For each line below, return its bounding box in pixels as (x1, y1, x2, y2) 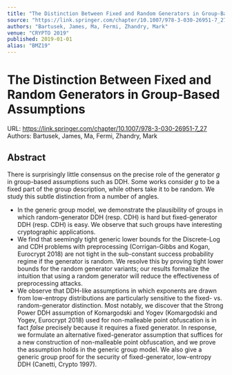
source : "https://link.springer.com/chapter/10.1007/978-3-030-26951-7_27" (7, 17, 230, 24)
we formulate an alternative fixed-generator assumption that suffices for (17, 330, 223, 339)
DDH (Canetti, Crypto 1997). (17, 360, 97, 368)
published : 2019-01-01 (7, 36, 72, 43)
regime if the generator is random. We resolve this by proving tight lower (17, 257, 224, 265)
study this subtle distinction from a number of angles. (7, 192, 159, 201)
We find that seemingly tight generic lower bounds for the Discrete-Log (17, 235, 221, 243)
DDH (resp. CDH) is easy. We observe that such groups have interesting (17, 220, 222, 228)
